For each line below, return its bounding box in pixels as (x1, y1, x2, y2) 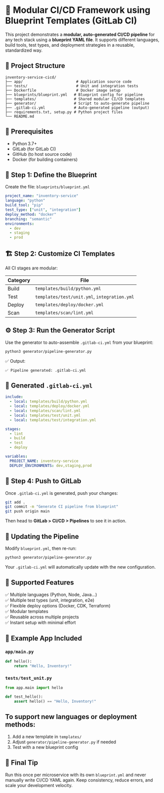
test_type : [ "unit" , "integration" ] (5, 207, 81, 212)
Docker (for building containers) (12, 156, 78, 162)
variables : (5, 454, 28, 459)
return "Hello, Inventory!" (14, 663, 72, 669)
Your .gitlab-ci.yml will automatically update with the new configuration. (5, 564, 156, 570)
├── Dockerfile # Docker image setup (5, 88, 121, 93)
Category (7, 276, 31, 283)
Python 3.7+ (12, 140, 37, 146)
